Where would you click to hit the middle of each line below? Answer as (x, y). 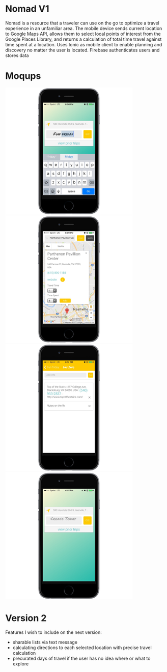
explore (21, 664)
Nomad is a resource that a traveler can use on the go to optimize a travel (82, 23)
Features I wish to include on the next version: (53, 632)
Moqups (23, 76)
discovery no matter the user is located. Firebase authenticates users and (82, 50)
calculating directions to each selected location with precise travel (82, 648)
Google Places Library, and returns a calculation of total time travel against (83, 39)
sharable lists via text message (45, 642)
